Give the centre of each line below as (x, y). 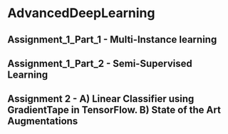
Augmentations (43, 122)
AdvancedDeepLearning (81, 13)
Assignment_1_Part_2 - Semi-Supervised (100, 63)
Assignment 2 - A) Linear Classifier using (101, 99)
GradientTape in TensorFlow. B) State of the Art (114, 110)
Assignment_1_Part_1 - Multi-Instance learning (112, 40)
